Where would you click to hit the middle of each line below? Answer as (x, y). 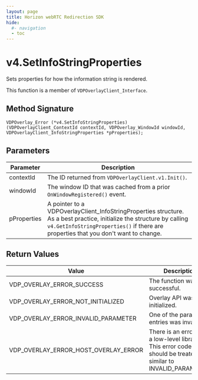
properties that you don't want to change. (104, 233)
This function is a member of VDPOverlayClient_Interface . (77, 90)
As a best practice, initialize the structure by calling (118, 219)
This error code (170, 346)
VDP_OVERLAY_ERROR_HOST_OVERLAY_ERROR (76, 350)
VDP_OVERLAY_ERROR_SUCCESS (56, 285)
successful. (165, 288)
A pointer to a (66, 204)
